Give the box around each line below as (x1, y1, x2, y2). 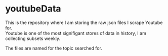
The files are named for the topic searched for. (5, 45, 103, 51)
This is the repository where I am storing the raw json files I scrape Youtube (5, 19, 163, 25)
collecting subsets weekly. (5, 35, 61, 41)
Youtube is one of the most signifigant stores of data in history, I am (5, 30, 147, 36)
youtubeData (5, 3, 62, 14)
